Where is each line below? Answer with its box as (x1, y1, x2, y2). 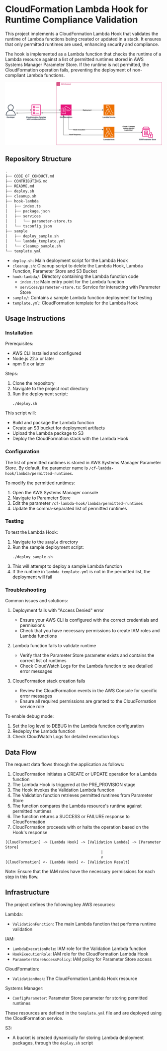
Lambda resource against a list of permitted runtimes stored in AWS (5, 56, 144, 62)
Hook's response (12, 829, 48, 835)
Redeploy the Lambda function (12, 728, 76, 734)
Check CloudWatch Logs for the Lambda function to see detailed (19, 663, 153, 669)
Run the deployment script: (12, 391, 68, 397)
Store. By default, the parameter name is (5, 465, 88, 471)
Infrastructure (5, 888, 50, 897)
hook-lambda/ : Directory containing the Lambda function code (12, 273, 139, 279)
